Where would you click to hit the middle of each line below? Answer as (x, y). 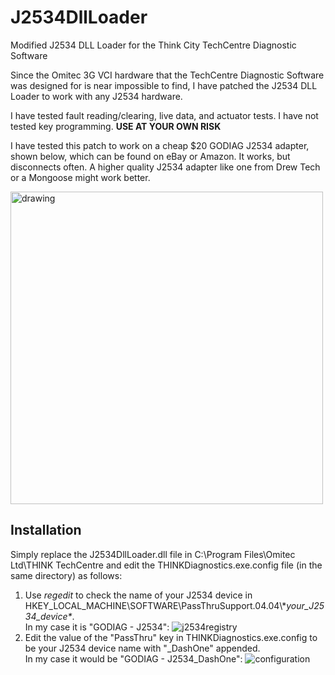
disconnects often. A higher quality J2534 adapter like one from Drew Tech (165, 167)
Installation (46, 530)
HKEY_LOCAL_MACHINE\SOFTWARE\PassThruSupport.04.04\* (155, 605)
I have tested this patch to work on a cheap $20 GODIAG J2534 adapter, (160, 145)
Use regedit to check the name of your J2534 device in (138, 595)
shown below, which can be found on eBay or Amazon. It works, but (150, 156)
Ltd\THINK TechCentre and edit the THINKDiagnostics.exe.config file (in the (166, 565)
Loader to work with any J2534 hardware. (96, 96)
